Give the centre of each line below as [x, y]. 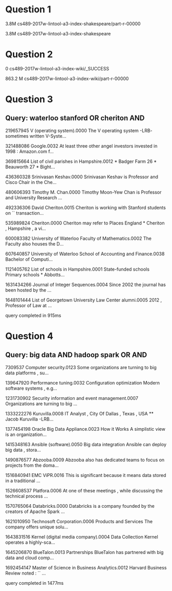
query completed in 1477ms [35, 583]
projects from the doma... [32, 465]
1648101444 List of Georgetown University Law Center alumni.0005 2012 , [84, 300]
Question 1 [28, 9]
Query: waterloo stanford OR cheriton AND [75, 118]
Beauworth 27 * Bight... [30, 167]
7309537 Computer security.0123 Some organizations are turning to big [81, 367]
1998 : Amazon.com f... [29, 151]
